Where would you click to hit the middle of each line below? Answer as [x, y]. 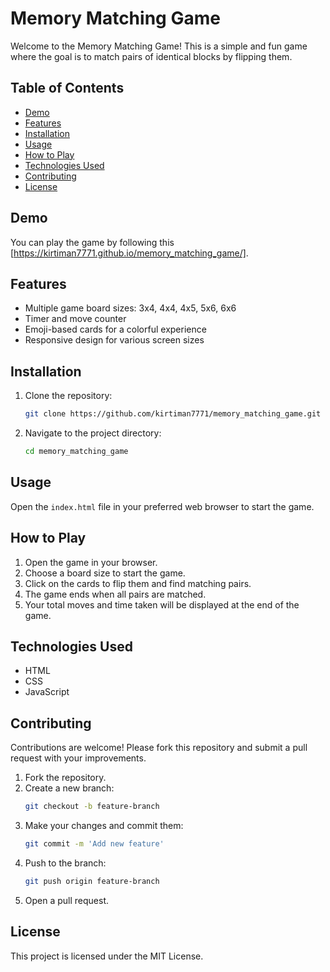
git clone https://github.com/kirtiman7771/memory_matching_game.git [173, 414]
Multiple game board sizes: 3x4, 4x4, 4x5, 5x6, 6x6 [130, 308]
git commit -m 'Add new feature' [94, 844]
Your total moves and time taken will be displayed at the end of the [162, 604]
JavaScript [47, 692]
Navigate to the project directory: [93, 433]
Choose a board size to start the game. [105, 573]
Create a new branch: [69, 788]
